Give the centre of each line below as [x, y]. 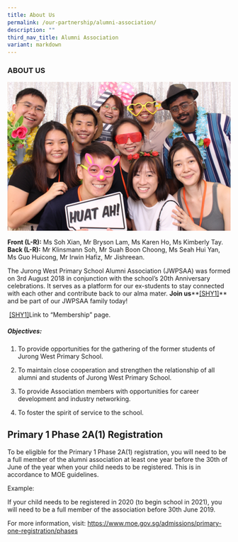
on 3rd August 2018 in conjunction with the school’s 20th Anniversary [109, 278]
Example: [21, 488]
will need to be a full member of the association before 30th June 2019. [112, 509]
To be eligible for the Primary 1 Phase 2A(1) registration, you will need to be [117, 452]
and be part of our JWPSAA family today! [68, 301]
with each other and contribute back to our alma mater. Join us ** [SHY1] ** [118, 293]
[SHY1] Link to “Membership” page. [60, 315]
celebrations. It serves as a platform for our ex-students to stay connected [116, 286]
